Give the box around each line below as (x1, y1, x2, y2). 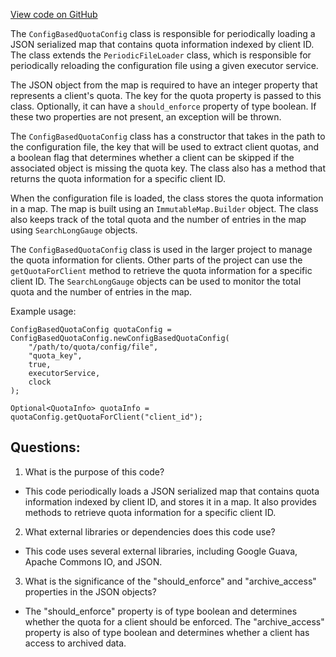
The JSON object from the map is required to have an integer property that (10, 79, 318, 91)
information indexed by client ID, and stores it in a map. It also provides (24, 495, 317, 508)
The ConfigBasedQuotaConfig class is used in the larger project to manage (10, 244, 313, 255)
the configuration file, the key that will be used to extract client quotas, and (10, 141, 320, 153)
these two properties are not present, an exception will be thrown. (10, 111, 282, 123)
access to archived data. (24, 637, 127, 649)
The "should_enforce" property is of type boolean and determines (24, 605, 298, 617)
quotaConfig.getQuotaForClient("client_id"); (10, 412, 203, 422)
